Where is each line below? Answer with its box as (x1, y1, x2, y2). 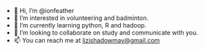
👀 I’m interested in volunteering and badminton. (13, 14, 148, 22)
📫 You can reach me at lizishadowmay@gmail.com (13, 37, 160, 44)
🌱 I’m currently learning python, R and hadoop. (13, 21, 147, 29)
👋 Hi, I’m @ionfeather (13, 7, 75, 14)
